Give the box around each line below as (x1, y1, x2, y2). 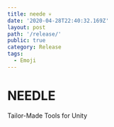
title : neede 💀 (7, 10, 52, 18)
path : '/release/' (7, 30, 62, 38)
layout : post (7, 24, 46, 31)
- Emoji (13, 57, 37, 64)
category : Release (7, 44, 62, 51)
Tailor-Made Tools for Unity (7, 111, 88, 120)
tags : (7, 51, 23, 58)
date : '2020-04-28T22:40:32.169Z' (7, 17, 110, 24)
